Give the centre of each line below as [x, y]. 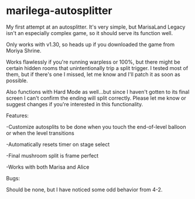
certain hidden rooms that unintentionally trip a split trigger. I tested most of [97, 68]
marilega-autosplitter [59, 11]
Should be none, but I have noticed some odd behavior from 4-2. [84, 189]
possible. [17, 81]
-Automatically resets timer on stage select [58, 144]
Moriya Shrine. [24, 50]
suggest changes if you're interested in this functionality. [75, 104]
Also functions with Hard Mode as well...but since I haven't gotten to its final [98, 92]
